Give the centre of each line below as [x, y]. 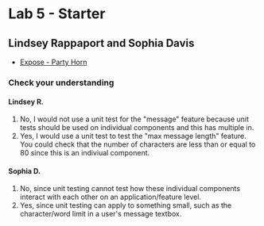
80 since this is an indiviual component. [85, 153]
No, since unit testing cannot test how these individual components [130, 189]
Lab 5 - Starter [57, 14]
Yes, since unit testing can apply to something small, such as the [126, 205]
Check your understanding [61, 82]
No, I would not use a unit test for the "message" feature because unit [134, 119]
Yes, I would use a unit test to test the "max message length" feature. [133, 136]
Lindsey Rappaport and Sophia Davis [101, 43]
